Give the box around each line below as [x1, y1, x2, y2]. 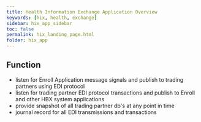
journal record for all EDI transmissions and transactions [15, 108, 157, 116]
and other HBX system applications [15, 95, 105, 102]
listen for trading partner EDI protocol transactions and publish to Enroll [15, 89, 195, 96]
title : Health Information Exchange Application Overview [6, 9, 157, 15]
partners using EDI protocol [15, 82, 85, 90]
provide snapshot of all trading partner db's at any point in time [15, 102, 175, 109]
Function [6, 60, 41, 70]
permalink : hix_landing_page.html [6, 32, 95, 38]
